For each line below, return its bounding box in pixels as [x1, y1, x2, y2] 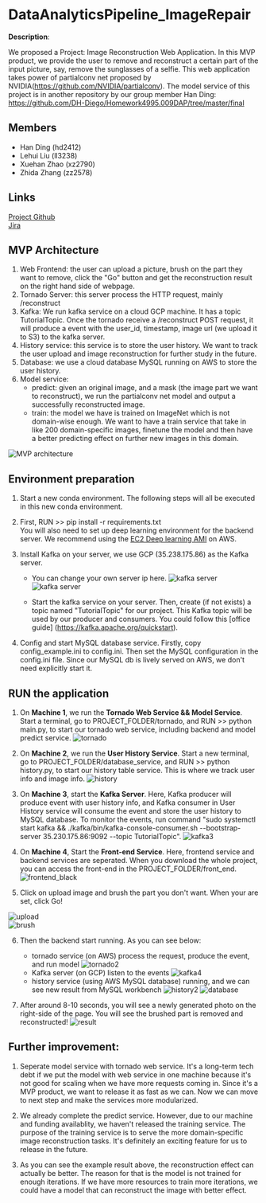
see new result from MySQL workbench [31, 985, 162, 994]
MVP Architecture [8, 243, 99, 256]
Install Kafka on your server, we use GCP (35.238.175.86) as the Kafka [19, 549, 249, 559]
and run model [31, 959, 79, 969]
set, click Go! [19, 896, 64, 905]
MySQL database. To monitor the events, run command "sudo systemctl [19, 814, 256, 824]
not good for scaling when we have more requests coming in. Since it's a [19, 1078, 258, 1088]
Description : [8, 32, 50, 41]
